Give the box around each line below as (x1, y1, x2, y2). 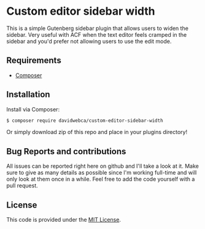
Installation (6, 89, 50, 100)
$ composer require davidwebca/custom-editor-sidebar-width (6, 118, 164, 124)
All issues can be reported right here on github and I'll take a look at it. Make (6, 162, 199, 170)
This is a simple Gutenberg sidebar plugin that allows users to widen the (6, 24, 189, 32)
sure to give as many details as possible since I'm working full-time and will (6, 169, 197, 176)
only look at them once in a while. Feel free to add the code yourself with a (6, 176, 195, 183)
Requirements (6, 55, 61, 66)
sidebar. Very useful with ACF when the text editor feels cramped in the (6, 31, 187, 38)
